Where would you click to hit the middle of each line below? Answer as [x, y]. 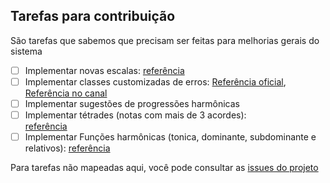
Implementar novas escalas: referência [104, 70]
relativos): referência [67, 148]
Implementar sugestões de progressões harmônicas [132, 103]
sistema [26, 51]
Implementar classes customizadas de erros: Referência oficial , [155, 81]
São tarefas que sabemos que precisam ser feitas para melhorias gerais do [165, 40]
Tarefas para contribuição [93, 16]
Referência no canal [66, 93]
